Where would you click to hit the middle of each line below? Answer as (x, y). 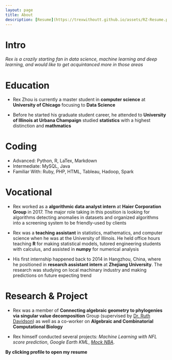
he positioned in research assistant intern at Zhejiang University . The (88, 265)
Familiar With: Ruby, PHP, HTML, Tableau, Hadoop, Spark (73, 172)
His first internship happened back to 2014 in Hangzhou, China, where (87, 259)
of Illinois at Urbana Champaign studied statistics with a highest (82, 121)
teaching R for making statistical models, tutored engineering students (87, 244)
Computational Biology (38, 327)
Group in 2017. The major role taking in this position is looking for (81, 212)
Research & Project (47, 296)
